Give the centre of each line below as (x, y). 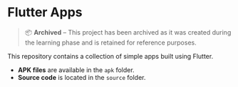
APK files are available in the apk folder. (76, 70)
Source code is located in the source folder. (82, 77)
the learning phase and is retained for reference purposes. (111, 42)
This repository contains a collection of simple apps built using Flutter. (110, 56)
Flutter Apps (45, 12)
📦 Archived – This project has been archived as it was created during (128, 32)
